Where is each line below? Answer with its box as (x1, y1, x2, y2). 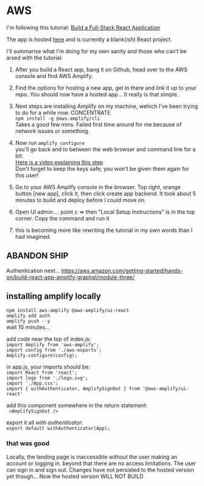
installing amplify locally (6, 291, 102, 302)
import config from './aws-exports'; (6, 347, 102, 353)
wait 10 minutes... (6, 323, 50, 330)
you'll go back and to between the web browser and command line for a (15, 145, 196, 153)
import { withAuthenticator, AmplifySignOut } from (6, 385, 140, 391)
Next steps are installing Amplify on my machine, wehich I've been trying (15, 102, 199, 110)
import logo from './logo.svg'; (6, 375, 88, 381)
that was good (6, 439, 50, 448)
